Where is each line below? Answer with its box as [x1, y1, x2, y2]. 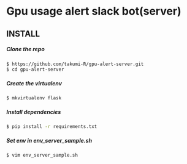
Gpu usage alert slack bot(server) [6, 4, 182, 18]
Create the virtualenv [6, 79, 63, 87]
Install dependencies [6, 108, 61, 115]
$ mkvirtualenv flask [6, 95, 62, 101]
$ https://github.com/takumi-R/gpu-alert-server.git [6, 61, 144, 67]
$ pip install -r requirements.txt [6, 124, 97, 130]
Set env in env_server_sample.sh [6, 137, 93, 144]
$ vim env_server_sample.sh [6, 152, 78, 158]
